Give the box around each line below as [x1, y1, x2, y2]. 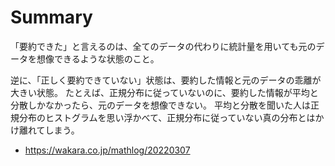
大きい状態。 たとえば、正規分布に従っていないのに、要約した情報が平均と [10, 86, 319, 98]
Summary [10, 6, 93, 29]
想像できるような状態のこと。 [36, 52, 160, 65]
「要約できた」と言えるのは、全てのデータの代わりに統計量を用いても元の [10, 40, 317, 52]
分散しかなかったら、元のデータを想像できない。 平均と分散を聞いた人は [10, 99, 311, 111]
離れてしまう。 [18, 124, 80, 136]
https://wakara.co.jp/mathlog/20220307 [24, 144, 191, 156]
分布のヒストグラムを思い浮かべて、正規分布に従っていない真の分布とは [18, 111, 316, 123]
